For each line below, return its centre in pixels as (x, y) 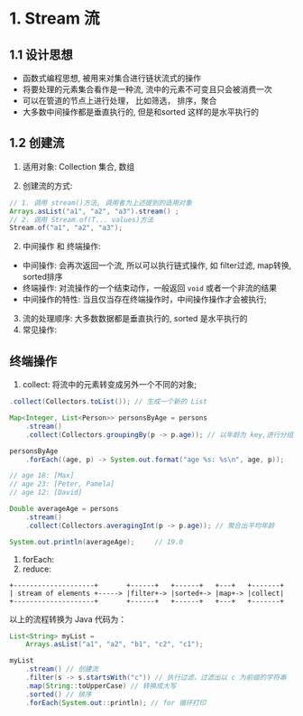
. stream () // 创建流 (62, 669)
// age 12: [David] (46, 493)
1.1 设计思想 (41, 55)
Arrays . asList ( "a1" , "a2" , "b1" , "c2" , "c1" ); (115, 645)
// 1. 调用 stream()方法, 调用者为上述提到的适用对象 (101, 203)
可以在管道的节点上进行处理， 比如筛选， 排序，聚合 (119, 101)
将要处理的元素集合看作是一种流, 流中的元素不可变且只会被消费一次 (147, 89)
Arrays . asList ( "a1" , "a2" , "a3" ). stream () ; (94, 211)
